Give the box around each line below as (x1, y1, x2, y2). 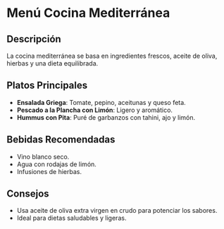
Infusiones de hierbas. (16, 167, 82, 175)
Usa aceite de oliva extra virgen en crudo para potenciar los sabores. (16, 206, 218, 215)
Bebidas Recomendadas (6, 134, 116, 146)
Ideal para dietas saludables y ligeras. (16, 213, 127, 223)
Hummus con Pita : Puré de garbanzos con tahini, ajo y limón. (16, 113, 196, 121)
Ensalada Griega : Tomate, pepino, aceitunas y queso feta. (16, 98, 186, 106)
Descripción (6, 33, 61, 45)
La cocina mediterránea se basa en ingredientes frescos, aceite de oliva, (6, 51, 218, 60)
